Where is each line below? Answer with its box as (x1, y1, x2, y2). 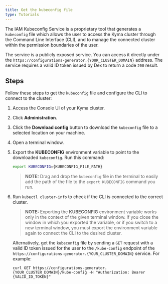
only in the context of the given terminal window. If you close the (25, 214, 159, 220)
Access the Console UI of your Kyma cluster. (12, 105, 105, 111)
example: (12, 256, 32, 262)
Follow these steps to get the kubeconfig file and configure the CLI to (5, 90, 147, 96)
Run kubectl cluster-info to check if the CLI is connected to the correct (12, 194, 163, 200)
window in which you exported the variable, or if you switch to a (25, 219, 157, 226)
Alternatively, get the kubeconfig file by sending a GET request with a (12, 240, 153, 246)
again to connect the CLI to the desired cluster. (25, 230, 122, 236)
